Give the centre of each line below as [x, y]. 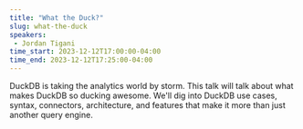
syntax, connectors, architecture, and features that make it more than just [147, 105]
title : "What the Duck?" [57, 18]
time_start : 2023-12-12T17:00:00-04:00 [85, 52]
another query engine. [51, 115]
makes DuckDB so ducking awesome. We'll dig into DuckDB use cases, [143, 95]
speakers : [28, 35]
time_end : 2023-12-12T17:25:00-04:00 [81, 60]
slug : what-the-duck [49, 26]
